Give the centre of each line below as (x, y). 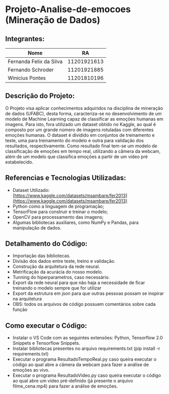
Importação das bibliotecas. (41, 256)
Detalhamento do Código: (46, 244)
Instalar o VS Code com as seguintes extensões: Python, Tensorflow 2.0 (88, 338)
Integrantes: (25, 39)
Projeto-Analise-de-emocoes (68, 9)
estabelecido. (19, 162)
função (20, 309)
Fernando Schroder (31, 70)
